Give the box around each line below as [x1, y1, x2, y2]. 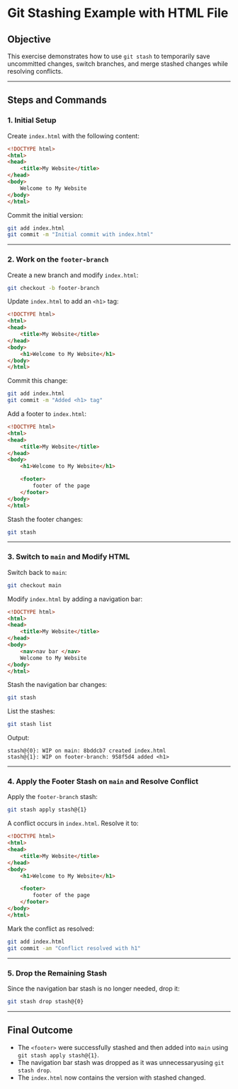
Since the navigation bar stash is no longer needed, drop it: [7, 984, 180, 993]
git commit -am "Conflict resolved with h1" [7, 944, 141, 951]
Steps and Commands [7, 94, 108, 106]
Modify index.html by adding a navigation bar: [7, 594, 143, 603]
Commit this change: [7, 376, 68, 385]
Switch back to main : [7, 568, 67, 576]
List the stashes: [7, 707, 55, 715]
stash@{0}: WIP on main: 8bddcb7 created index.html [7, 747, 166, 754]
